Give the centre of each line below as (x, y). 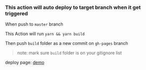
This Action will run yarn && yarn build (45, 34)
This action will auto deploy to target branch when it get (73, 7)
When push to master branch (34, 24)
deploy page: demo (25, 63)
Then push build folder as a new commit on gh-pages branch (67, 43)
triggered (16, 13)
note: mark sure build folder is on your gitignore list (69, 53)
